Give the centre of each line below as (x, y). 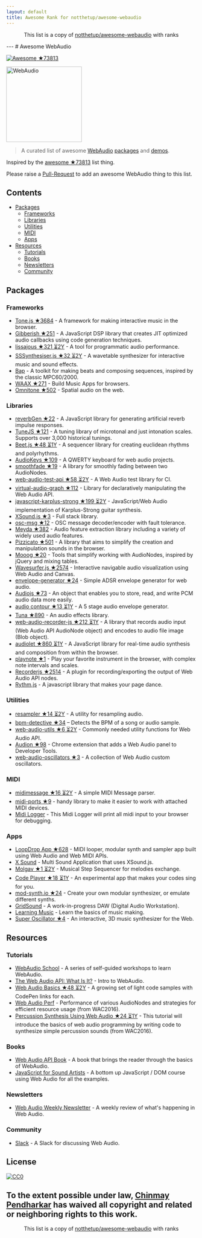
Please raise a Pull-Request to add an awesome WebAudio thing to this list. (99, 174)
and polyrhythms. (37, 454)
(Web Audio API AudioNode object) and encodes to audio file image (99, 630)
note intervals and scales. (47, 665)
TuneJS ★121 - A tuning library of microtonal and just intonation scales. (104, 431)
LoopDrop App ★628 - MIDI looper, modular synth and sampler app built (106, 849)
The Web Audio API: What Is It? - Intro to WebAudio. (80, 980)
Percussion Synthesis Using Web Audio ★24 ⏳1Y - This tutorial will (99, 1016)
